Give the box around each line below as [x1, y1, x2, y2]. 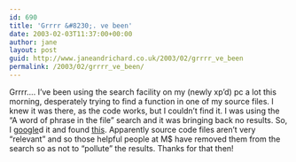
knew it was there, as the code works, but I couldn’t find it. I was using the [9, 105, 280, 116]
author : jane [9, 37, 58, 47]
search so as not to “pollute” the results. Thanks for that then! [9, 143, 234, 153]
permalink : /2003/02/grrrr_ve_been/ [9, 63, 144, 72]
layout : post [9, 46, 58, 55]
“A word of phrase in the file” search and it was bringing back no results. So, [9, 114, 288, 125]
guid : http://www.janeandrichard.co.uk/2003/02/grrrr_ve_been [9, 54, 244, 63]
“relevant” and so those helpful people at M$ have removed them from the [9, 134, 281, 144]
